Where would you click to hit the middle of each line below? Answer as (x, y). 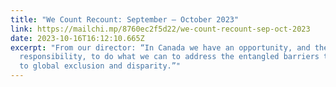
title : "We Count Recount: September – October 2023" (125, 19)
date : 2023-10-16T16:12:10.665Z (77, 38)
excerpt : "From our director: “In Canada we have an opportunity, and (160, 47)
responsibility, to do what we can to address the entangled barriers (169, 57)
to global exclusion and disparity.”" (100, 66)
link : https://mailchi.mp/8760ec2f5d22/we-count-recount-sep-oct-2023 (160, 29)
